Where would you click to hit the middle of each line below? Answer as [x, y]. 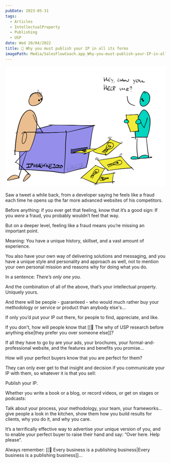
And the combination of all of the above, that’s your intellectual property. [81, 287]
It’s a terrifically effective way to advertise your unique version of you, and [83, 429]
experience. [18, 246]
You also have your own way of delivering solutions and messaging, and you [85, 256]
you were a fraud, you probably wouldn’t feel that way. [62, 216]
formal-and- [142, 343]
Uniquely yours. [22, 292]
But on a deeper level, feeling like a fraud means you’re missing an [75, 226]
